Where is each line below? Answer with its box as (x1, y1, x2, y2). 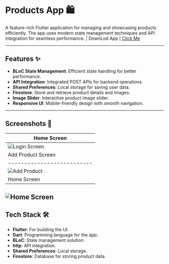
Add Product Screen (8, 151, 56, 158)
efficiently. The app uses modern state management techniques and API (5, 30, 155, 36)
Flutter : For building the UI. (12, 226, 69, 232)
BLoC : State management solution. (12, 237, 85, 243)
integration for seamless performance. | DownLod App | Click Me (5, 35, 140, 41)
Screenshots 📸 (5, 119, 52, 128)
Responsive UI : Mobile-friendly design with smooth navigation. (12, 100, 144, 106)
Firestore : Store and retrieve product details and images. (12, 89, 131, 95)
